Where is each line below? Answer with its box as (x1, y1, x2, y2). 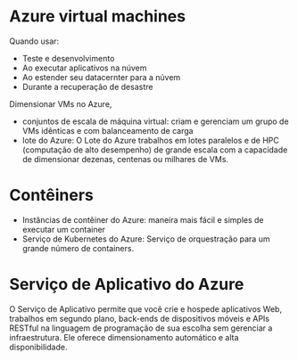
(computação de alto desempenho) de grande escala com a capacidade (21, 144, 288, 155)
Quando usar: (9, 36, 60, 46)
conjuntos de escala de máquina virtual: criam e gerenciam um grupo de (21, 116, 289, 127)
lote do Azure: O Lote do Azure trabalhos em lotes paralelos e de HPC (21, 135, 279, 145)
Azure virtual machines (9, 6, 186, 27)
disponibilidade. (9, 341, 68, 352)
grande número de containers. (21, 242, 135, 253)
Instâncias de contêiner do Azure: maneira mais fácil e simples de (21, 214, 265, 225)
